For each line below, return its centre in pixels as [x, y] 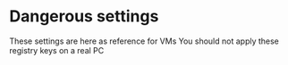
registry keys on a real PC [57, 50]
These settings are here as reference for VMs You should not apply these [144, 41]
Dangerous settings [84, 16]
